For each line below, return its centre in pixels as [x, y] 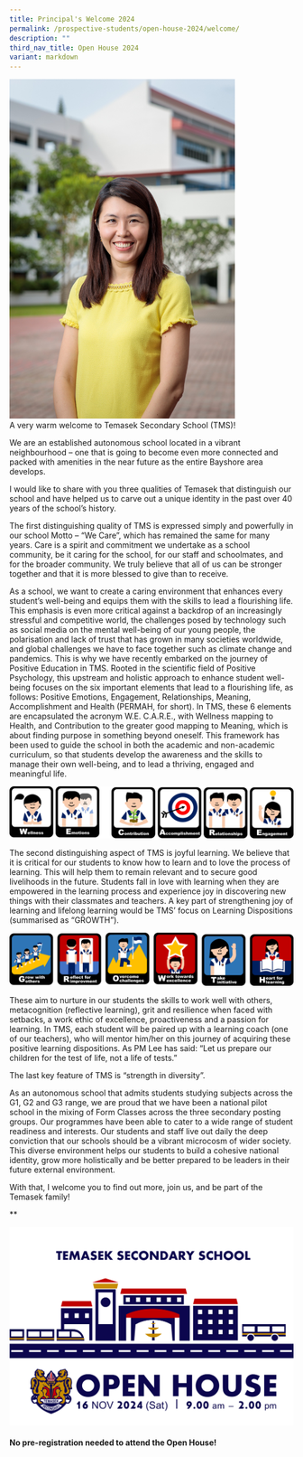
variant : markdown [44, 57]
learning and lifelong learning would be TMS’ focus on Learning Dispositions [151, 911]
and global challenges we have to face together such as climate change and [151, 649]
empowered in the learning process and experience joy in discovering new [148, 891]
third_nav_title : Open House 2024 [74, 48]
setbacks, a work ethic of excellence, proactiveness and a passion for [139, 1019]
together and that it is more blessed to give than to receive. [119, 573]
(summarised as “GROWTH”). [64, 920]
